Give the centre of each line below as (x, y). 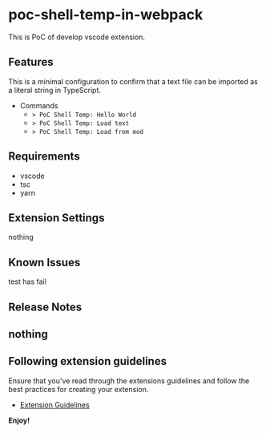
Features (31, 62)
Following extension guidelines (87, 361)
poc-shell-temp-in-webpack (106, 15)
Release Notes (45, 307)
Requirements (44, 157)
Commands (39, 105)
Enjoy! (19, 420)
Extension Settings (56, 218)
